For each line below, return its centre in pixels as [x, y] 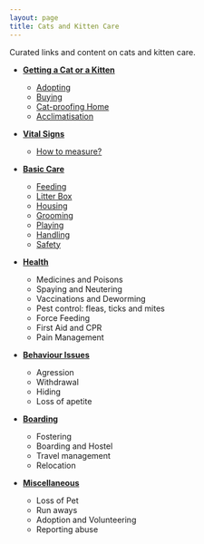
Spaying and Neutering [79, 289]
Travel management [73, 455]
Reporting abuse [67, 529]
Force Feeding [63, 317]
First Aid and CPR [69, 327]
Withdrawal [58, 382]
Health [35, 262]
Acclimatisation [65, 116]
